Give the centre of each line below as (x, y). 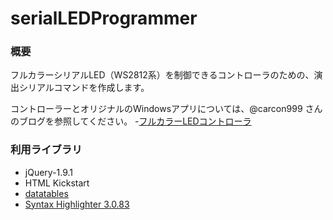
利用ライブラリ (46, 150)
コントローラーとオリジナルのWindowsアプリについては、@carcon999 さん (166, 109)
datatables (46, 193)
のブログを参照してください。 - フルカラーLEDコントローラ (131, 121)
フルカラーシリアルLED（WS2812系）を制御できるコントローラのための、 (162, 75)
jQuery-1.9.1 (49, 172)
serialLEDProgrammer (104, 18)
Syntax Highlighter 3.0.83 (77, 204)
